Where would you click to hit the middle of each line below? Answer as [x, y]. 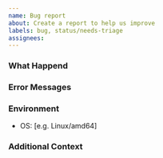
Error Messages [40, 87]
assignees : [26, 38]
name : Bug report [37, 16]
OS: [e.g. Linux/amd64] [58, 126]
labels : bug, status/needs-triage [66, 30]
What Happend [38, 66]
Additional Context [46, 147]
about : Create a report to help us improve [82, 23]
